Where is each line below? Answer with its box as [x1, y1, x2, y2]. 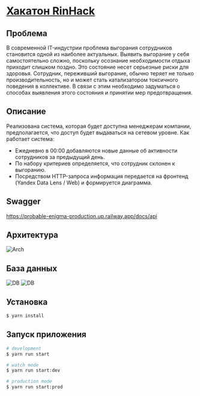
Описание [6, 107, 46, 117]
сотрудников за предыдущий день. [14, 153, 105, 160]
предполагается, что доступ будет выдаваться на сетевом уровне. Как [6, 128, 190, 136]
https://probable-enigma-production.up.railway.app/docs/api [6, 212, 157, 219]
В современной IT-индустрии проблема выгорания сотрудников [6, 44, 172, 51]
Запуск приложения [6, 330, 86, 340]
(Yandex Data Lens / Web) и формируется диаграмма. [14, 179, 153, 186]
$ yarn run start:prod [6, 384, 63, 390]
